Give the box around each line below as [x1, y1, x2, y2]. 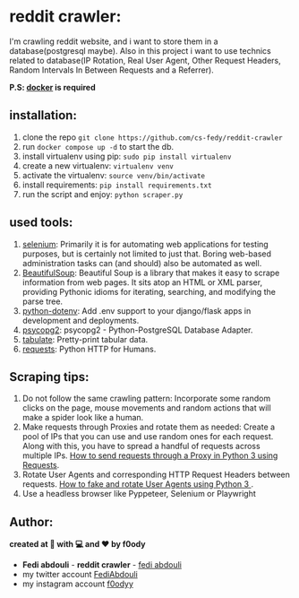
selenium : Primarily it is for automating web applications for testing [21, 238, 269, 249]
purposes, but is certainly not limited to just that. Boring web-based [21, 248, 271, 259]
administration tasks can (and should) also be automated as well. [21, 257, 262, 268]
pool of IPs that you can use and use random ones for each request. [21, 431, 274, 442]
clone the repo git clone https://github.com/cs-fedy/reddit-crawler [21, 132, 284, 143]
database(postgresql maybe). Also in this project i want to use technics [9, 45, 271, 56]
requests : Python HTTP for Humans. [21, 343, 157, 354]
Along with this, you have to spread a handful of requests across [21, 441, 261, 452]
